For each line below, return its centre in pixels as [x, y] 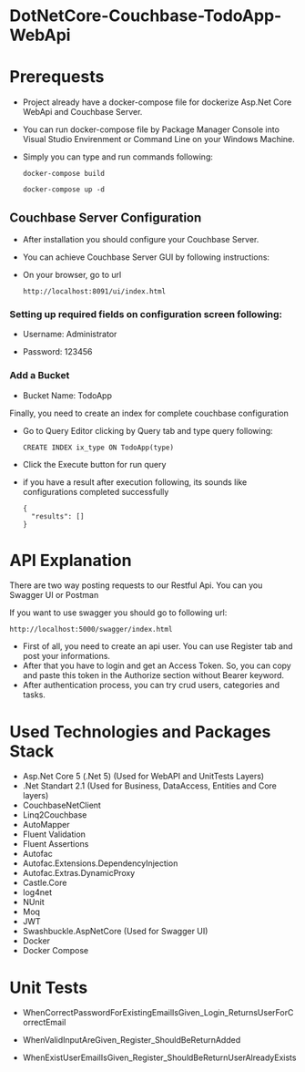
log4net [37, 892]
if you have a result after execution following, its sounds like [135, 482]
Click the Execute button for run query [94, 464]
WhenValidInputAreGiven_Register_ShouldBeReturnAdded [132, 1040]
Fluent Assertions [56, 844]
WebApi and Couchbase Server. [82, 112]
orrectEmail [44, 1023]
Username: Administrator [70, 335]
